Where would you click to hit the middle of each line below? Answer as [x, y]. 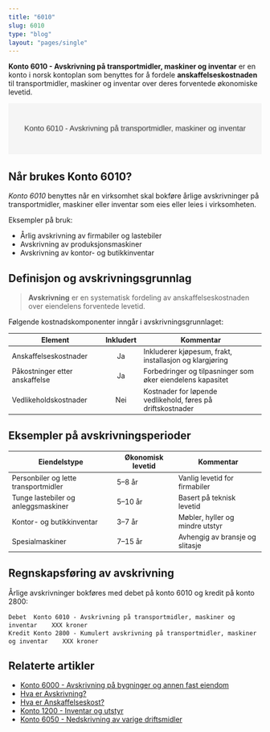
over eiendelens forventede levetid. [87, 306]
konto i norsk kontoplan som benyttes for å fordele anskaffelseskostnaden [133, 75]
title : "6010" [32, 17]
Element [55, 339]
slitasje [190, 546]
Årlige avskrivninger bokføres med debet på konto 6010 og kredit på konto [131, 593]
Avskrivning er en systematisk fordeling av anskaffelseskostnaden [139, 297]
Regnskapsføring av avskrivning [91, 574]
